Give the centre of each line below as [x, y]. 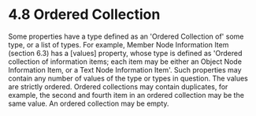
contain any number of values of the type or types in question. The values [128, 78]
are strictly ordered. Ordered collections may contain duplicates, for [118, 86]
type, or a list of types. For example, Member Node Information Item [119, 44]
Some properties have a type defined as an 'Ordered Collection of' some [126, 36]
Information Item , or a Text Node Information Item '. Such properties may [125, 69]
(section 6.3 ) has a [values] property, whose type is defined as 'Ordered [125, 53]
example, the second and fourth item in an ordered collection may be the [126, 95]
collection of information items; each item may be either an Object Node [125, 62]
